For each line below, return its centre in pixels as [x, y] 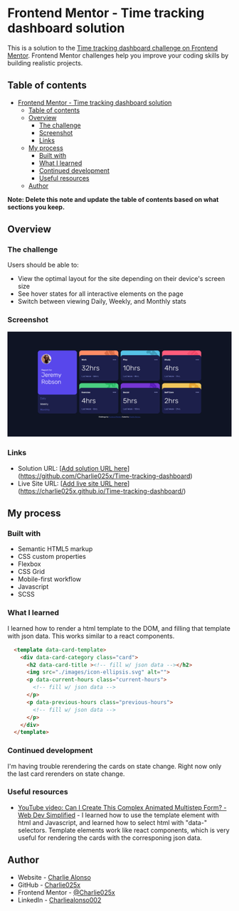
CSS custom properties [52, 557]
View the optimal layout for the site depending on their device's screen [121, 279]
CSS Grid [31, 572]
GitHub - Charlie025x [49, 885]
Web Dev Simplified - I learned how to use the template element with [118, 815]
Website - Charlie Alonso [54, 877]
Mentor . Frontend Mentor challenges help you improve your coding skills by [118, 55]
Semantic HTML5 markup [55, 549]
